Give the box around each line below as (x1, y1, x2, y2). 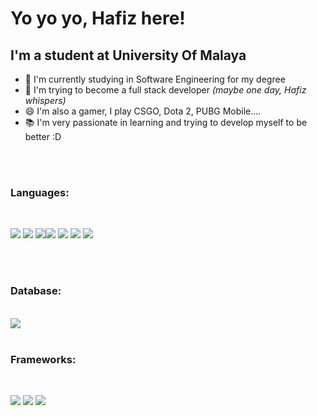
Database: (10, 284, 62, 298)
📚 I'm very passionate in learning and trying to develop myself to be (24, 117, 308, 128)
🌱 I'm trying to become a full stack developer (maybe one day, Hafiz (24, 84, 307, 96)
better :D (24, 131, 62, 142)
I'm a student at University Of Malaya (10, 47, 247, 64)
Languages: (10, 185, 70, 199)
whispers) (24, 95, 67, 106)
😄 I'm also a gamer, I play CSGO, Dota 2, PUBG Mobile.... (24, 105, 262, 117)
